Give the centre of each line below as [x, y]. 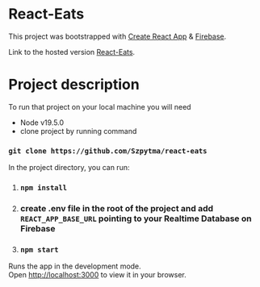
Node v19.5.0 [42, 123]
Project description [74, 85]
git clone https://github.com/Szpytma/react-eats [108, 151]
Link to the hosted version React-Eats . [72, 52]
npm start [39, 250]
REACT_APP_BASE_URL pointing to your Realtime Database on [136, 218]
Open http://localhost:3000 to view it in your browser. [98, 275]
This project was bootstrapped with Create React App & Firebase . [117, 36]
